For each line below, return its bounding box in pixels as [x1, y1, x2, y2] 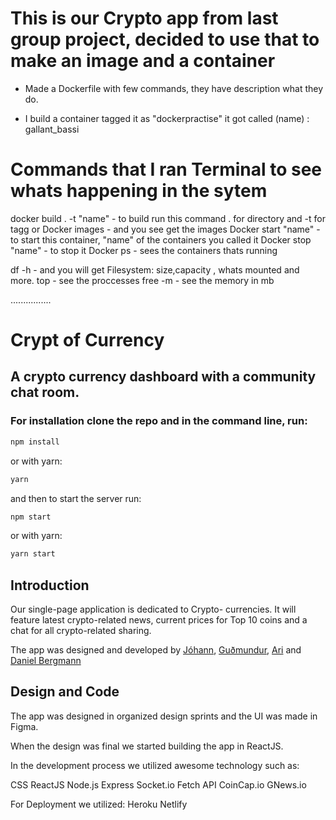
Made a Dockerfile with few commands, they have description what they [24, 82, 324, 94]
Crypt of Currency [10, 329, 165, 352]
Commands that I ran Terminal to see [10, 158, 323, 181]
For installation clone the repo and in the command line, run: [10, 414, 308, 428]
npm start [10, 512, 52, 522]
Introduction [10, 577, 90, 594]
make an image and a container [10, 50, 276, 72]
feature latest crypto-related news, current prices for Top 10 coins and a [10, 614, 308, 626]
